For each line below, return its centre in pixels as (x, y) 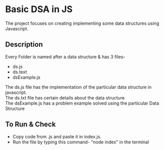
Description (24, 45)
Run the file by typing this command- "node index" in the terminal (81, 142)
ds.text (20, 72)
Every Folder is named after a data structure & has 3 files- (65, 57)
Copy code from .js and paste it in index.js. (57, 136)
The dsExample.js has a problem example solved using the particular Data (82, 103)
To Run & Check (31, 124)
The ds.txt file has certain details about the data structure (65, 97)
